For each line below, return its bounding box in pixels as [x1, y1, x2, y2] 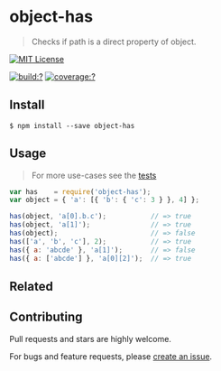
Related [9, 278, 54, 294]
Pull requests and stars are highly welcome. [9, 333, 171, 344]
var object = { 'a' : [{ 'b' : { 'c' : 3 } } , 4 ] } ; [9, 196, 200, 205]
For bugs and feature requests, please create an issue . [9, 350, 213, 362]
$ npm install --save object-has [9, 121, 135, 130]
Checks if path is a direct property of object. [31, 36, 197, 47]
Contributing [9, 310, 83, 325]
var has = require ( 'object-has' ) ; [9, 187, 152, 196]
